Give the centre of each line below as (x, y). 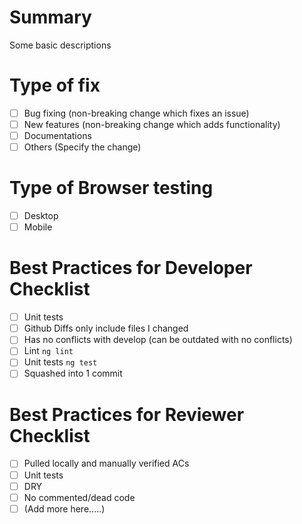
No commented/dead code (79, 497)
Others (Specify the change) (82, 147)
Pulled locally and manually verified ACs (106, 463)
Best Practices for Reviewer (127, 414)
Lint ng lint (48, 351)
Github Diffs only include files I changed (106, 328)
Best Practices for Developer (131, 268)
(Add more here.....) (64, 508)
